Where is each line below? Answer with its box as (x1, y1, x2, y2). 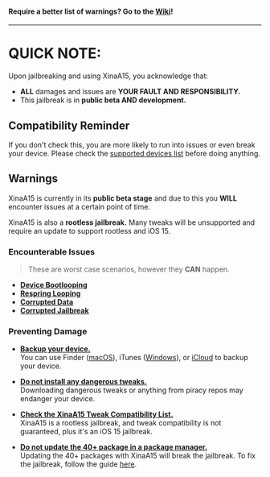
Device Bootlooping (19, 280, 88, 290)
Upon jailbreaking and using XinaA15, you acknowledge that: (8, 71, 209, 81)
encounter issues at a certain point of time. (8, 201, 151, 211)
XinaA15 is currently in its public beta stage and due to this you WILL (8, 193, 237, 203)
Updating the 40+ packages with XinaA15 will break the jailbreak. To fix (19, 451, 256, 461)
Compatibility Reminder (8, 118, 130, 132)
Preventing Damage (8, 326, 88, 337)
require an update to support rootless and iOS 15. (8, 226, 171, 235)
